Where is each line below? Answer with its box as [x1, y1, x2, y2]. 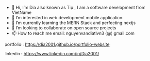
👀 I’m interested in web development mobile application [11, 15, 123, 20]
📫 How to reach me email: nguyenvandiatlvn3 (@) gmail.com [11, 30, 134, 36]
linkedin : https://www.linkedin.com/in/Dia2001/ [4, 51, 100, 56]
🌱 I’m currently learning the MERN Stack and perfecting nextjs [11, 20, 136, 25]
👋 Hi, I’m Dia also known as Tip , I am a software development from [11, 5, 146, 10]
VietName [11, 10, 32, 15]
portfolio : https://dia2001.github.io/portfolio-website [4, 41, 110, 47]
